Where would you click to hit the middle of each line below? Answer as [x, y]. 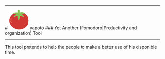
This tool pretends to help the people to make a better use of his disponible [81, 47]
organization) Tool [23, 33]
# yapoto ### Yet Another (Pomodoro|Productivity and [71, 28]
